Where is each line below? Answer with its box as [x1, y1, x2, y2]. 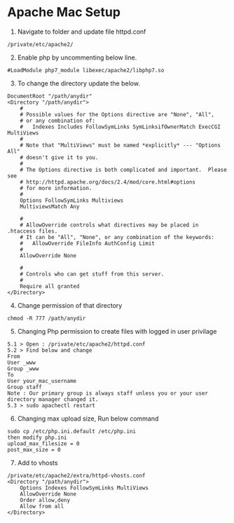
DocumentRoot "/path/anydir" [7, 93, 92, 100]
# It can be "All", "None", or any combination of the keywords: [20, 233, 215, 240]
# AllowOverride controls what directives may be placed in [20, 222, 199, 229]
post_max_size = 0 [7, 446, 61, 453]
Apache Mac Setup [7, 4, 121, 20]
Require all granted [20, 283, 80, 290]
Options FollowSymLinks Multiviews [20, 197, 124, 204]
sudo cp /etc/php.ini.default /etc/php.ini [7, 428, 137, 435]
